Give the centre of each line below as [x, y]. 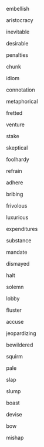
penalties [17, 55]
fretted [14, 113]
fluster [14, 310]
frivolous [17, 206]
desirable [17, 43]
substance [19, 241]
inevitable [18, 32]
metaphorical [22, 101]
